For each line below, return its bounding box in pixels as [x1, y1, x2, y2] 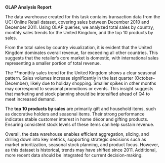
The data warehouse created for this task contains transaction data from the [5, 14, 161, 19]
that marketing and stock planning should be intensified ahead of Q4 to [5, 91, 150, 97]
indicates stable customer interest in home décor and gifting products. [5, 116, 148, 122]
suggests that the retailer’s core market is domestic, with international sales [5, 55, 159, 61]
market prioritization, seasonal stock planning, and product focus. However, [5, 142, 160, 148]
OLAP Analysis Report [5, 4, 52, 10]
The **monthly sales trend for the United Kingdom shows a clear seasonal [5, 70, 157, 76]
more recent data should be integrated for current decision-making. [5, 152, 143, 158]
